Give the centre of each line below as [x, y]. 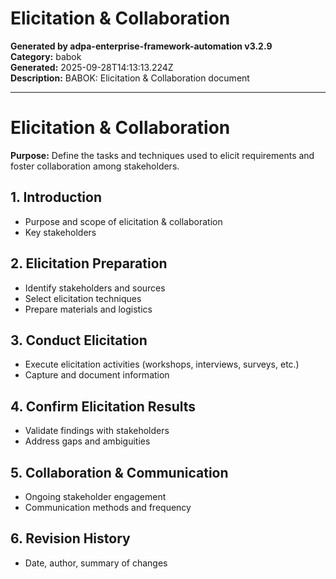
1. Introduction [56, 197]
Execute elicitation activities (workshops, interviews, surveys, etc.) [162, 364]
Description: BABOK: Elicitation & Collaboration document [130, 78]
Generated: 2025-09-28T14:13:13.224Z [92, 67]
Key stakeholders [60, 232]
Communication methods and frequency [108, 507]
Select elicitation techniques [83, 298]
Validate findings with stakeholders [97, 431]
